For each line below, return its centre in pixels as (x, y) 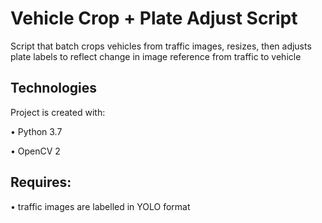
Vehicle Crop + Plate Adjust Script (154, 18)
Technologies (54, 88)
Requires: (41, 182)
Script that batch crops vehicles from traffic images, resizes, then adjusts (161, 46)
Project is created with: (58, 112)
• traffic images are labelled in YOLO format (100, 206)
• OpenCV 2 (35, 151)
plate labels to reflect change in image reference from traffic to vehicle (156, 56)
